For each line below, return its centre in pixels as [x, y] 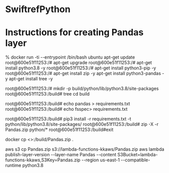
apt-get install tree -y [31, 79]
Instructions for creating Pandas [74, 33]
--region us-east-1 [101, 160]
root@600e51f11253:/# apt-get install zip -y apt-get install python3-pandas [83, 73]
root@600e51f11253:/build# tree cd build [47, 94]
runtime [13, 165]
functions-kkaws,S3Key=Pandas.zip [43, 160]
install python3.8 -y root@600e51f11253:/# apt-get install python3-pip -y [81, 68]
